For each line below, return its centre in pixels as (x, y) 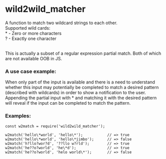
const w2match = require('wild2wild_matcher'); (55, 126)
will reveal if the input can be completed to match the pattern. (68, 103)
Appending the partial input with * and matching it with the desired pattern (81, 98)
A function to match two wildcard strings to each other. (61, 23)
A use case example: (31, 71)
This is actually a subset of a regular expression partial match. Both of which (83, 53)
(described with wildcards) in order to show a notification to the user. (76, 93)
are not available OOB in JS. (34, 58)
